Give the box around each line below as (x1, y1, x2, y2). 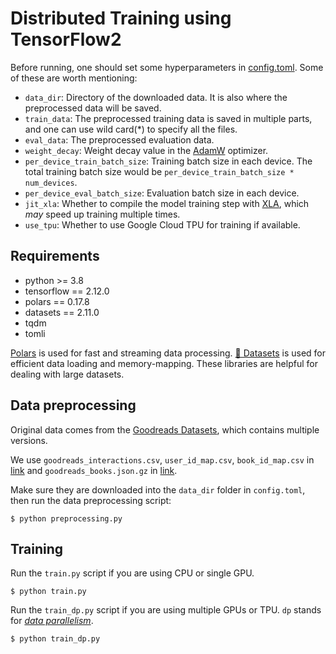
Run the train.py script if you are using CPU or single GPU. (10, 567, 255, 579)
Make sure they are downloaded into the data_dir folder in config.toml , (10, 483, 306, 496)
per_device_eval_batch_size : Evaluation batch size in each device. (24, 187, 300, 199)
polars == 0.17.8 (24, 295, 90, 307)
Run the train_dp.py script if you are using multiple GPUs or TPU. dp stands (10, 604, 322, 616)
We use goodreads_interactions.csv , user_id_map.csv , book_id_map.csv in (10, 453, 315, 466)
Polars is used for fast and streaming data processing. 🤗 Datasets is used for (10, 347, 327, 359)
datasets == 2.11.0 (24, 306, 100, 318)
